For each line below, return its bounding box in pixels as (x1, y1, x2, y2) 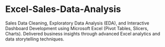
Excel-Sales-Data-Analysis (5, 3, 121, 15)
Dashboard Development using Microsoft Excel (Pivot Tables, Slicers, (5, 25, 148, 31)
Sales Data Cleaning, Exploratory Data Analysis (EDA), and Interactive (5, 20, 149, 26)
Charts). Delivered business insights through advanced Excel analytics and (5, 30, 160, 36)
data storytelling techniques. (5, 36, 64, 42)
